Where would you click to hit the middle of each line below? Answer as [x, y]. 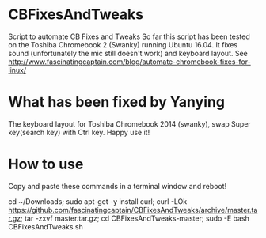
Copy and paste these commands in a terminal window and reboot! [118, 186]
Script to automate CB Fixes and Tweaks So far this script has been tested [129, 36]
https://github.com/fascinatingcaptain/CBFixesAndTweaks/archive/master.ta [133, 210]
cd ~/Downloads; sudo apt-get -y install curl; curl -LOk [98, 201]
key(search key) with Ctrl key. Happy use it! [79, 132]
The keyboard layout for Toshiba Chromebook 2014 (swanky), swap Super [129, 123]
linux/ [17, 70]
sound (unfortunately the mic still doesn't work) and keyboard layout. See [128, 53]
